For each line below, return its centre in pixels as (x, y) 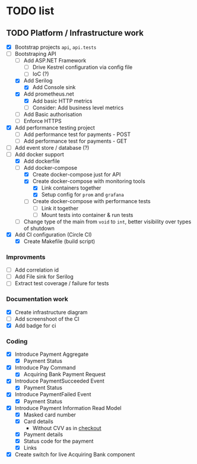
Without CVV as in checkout (67, 428)
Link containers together (71, 188)
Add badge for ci (35, 326)
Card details (38, 421)
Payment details (43, 434)
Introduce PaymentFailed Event (53, 394)
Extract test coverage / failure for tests (62, 283)
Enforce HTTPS (42, 121)
